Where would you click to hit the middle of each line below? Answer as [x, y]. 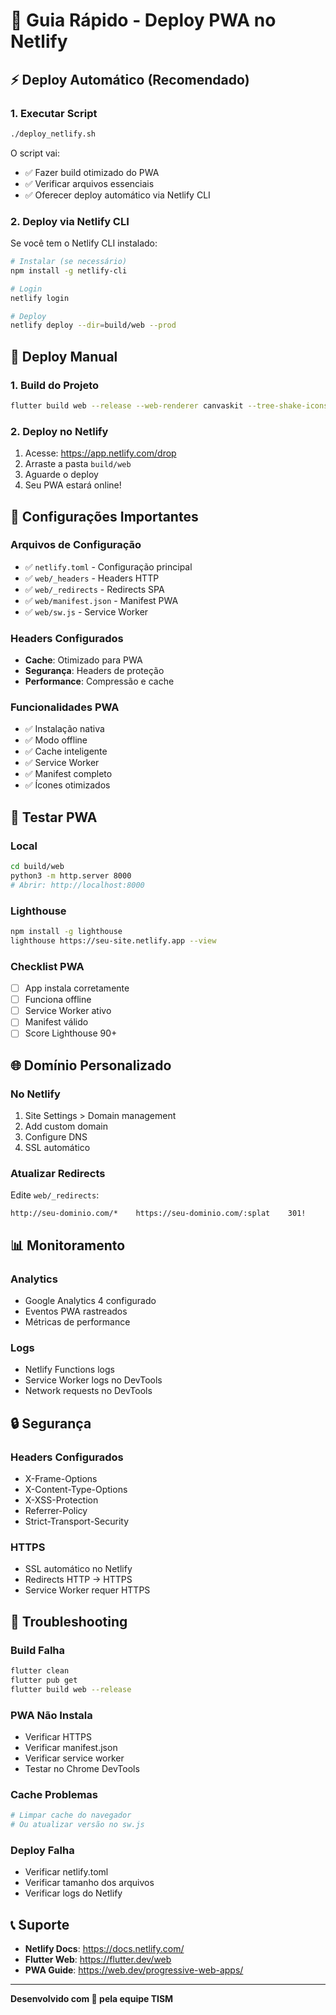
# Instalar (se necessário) [69, 262]
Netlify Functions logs [69, 1370]
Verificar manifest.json [71, 1747]
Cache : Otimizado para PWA [83, 660]
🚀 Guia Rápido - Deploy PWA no [143, 20]
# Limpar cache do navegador [71, 1815]
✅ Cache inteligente [66, 751]
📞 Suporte [40, 1924]
